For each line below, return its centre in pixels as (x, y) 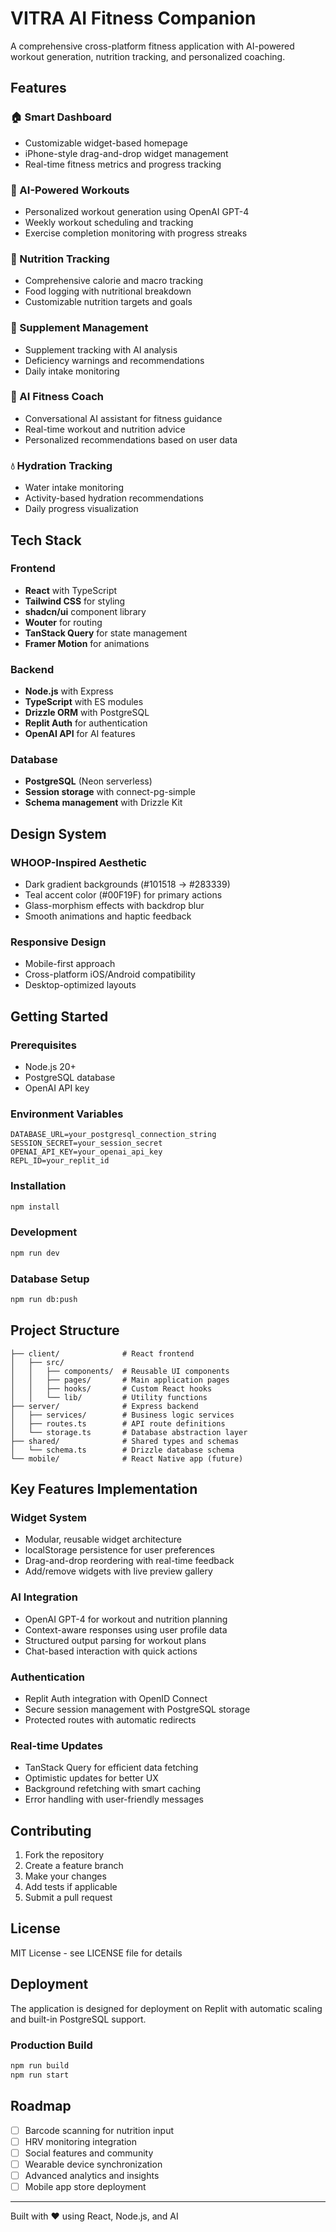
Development (44, 1232)
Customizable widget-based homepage (106, 143)
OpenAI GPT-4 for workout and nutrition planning (126, 1619)
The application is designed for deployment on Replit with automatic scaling (166, 2008)
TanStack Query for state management (106, 633)
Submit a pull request (68, 1898)
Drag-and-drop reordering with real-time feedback (129, 1561)
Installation (38, 1186)
